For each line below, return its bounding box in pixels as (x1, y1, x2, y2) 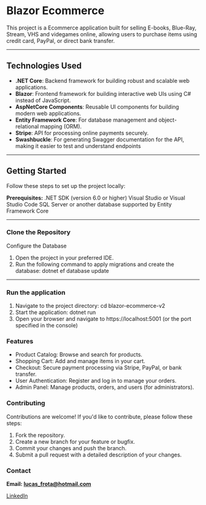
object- (158, 116, 177, 123)
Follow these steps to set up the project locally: (6, 182, 126, 189)
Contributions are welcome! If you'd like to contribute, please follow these (6, 413, 193, 420)
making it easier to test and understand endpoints (15, 142, 141, 149)
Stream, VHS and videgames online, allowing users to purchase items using (6, 30, 197, 37)
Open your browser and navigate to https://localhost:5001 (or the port (15, 315, 192, 323)
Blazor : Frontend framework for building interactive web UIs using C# (15, 90, 191, 97)
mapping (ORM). (40, 122, 82, 130)
